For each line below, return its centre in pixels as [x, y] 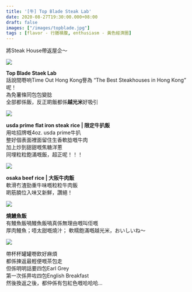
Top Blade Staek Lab [31, 73]
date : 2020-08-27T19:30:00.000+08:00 [52, 17]
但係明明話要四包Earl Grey [38, 269]
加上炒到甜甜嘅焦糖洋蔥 [34, 147]
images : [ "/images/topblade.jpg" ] [48, 28]
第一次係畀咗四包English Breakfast [48, 276]
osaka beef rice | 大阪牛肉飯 [40, 178]
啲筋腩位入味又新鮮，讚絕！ [39, 193]
